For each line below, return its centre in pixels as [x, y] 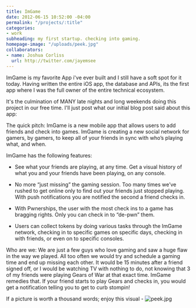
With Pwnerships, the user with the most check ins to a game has [94, 208]
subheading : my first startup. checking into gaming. [74, 39]
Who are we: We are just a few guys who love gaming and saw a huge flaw [97, 250]
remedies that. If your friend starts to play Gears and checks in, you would [96, 281]
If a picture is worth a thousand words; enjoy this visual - [75, 299]
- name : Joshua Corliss [35, 55]
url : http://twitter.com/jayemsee [54, 61]
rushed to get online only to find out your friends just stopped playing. [99, 190]
